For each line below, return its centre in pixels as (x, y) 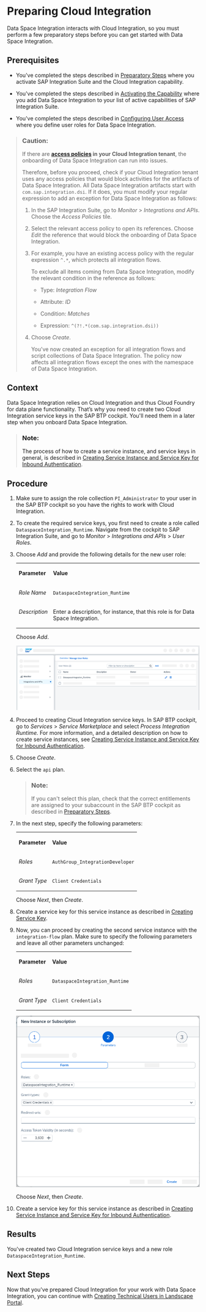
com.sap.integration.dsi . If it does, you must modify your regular (105, 192)
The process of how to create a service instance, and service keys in (109, 451)
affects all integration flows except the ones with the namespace (112, 363)
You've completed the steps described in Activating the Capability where (108, 94)
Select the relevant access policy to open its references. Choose (112, 229)
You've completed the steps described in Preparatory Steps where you (105, 75)
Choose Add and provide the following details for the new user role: (101, 554)
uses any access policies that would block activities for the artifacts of (110, 179)
